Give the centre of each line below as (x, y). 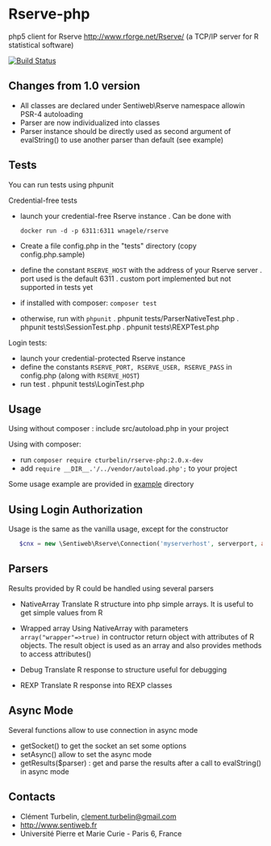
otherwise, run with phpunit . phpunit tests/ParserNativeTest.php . (129, 318)
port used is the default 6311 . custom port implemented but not (125, 279)
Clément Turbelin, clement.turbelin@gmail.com (98, 816)
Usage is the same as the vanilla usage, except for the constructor (118, 529)
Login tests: (28, 342)
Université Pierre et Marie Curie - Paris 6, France (101, 833)
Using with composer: (45, 444)
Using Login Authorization (76, 509)
